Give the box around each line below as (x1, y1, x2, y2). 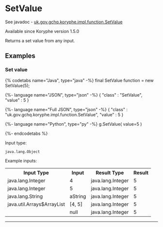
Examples (5, 52, 35, 60)
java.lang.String (7, 193, 43, 199)
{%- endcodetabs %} (5, 130, 48, 136)
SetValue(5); (5, 82, 30, 88)
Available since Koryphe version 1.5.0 (5, 28, 80, 34)
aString (69, 193, 86, 199)
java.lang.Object (5, 149, 40, 154)
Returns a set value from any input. (5, 37, 75, 44)
